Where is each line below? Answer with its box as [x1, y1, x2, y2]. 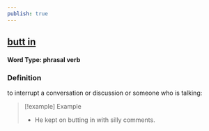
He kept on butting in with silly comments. [34, 116, 155, 124]
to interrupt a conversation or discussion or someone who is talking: [7, 88, 203, 97]
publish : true [7, 10, 49, 17]
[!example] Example [24, 102, 82, 110]
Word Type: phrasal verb [7, 55, 81, 63]
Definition [7, 72, 42, 82]
